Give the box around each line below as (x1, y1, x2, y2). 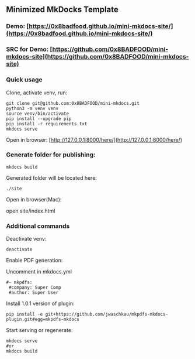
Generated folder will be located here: (6, 174, 97, 181)
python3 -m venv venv (6, 105, 59, 111)
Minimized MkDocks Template (6, 5, 119, 15)
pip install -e (6, 312, 43, 317)
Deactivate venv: (6, 235, 47, 242)
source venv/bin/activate (6, 111, 69, 117)
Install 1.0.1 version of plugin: (6, 300, 75, 307)
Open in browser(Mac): (6, 196, 62, 203)
